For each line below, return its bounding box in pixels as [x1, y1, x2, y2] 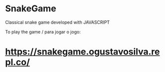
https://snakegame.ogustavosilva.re [5, 46, 160, 57]
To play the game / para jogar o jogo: [5, 29, 81, 35]
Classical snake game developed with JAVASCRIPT [5, 19, 110, 25]
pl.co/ [5, 57, 30, 68]
